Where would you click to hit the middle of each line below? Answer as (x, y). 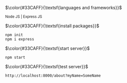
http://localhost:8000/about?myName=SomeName (53, 76)
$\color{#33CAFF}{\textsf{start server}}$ (48, 48)
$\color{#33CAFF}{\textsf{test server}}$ (47, 66)
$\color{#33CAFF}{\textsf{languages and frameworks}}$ (64, 8)
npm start (15, 57)
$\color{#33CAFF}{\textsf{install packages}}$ (52, 26)
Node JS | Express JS (24, 17)
